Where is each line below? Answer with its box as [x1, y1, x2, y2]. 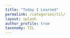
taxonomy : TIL [5, 26, 35, 31]
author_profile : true [5, 21, 50, 26]
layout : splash [5, 16, 37, 21]
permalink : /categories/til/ [5, 12, 66, 17]
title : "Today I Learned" [5, 7, 59, 12]
